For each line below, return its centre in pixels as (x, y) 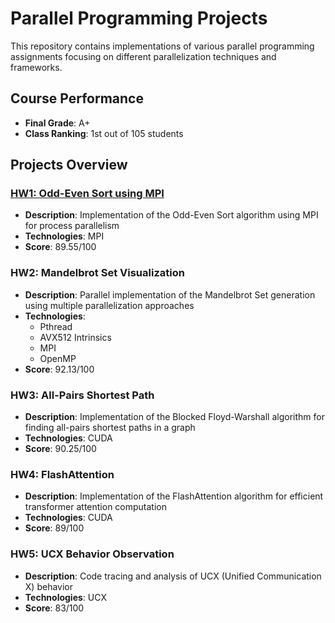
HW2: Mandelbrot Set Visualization (97, 273)
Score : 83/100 (54, 608)
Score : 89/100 (54, 528)
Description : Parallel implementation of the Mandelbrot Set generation (170, 294)
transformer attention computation (96, 507)
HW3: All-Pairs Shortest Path (82, 395)
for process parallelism (72, 226)
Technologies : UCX (65, 597)
